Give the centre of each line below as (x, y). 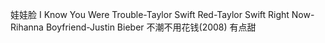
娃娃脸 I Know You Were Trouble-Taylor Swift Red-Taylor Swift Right (150, 14)
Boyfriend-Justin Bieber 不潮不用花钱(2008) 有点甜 (151, 27)
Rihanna (27, 27)
